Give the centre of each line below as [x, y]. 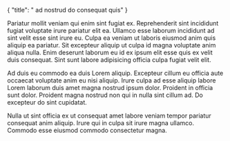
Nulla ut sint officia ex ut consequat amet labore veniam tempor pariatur [109, 116]
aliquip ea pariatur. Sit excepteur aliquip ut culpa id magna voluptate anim [112, 45]
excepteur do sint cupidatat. [47, 102]
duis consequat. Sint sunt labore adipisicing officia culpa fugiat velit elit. [109, 60]
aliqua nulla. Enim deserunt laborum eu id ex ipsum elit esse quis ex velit [110, 52]
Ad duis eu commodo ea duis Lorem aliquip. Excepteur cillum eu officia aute [115, 73]
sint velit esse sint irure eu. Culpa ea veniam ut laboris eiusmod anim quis [112, 38]
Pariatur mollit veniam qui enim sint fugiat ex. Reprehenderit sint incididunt [113, 23]
